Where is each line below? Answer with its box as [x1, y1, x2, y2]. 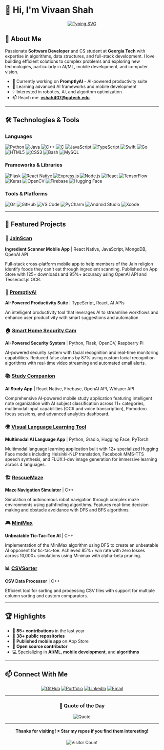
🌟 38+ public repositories [12, 633, 65, 639]
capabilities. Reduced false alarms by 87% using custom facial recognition [5, 355, 155, 361]
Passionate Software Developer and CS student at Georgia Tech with [5, 48, 145, 54]
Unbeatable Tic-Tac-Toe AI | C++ [5, 533, 74, 538]
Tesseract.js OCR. [5, 276, 41, 282]
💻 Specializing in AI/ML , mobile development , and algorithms [12, 649, 140, 655]
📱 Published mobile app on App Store [12, 638, 89, 644]
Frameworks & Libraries [5, 161, 62, 168]
